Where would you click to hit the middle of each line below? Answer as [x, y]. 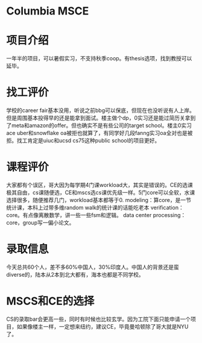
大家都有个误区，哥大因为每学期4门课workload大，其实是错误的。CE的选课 [99, 185]
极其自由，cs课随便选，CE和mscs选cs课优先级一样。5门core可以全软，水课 [101, 192]
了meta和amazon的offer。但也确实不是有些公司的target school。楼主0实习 [99, 125]
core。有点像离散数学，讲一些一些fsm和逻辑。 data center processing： [96, 215]
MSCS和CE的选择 [50, 301]
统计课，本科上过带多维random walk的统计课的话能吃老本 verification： [95, 207]
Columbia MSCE [48, 11]
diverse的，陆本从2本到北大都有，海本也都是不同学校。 [75, 274]
